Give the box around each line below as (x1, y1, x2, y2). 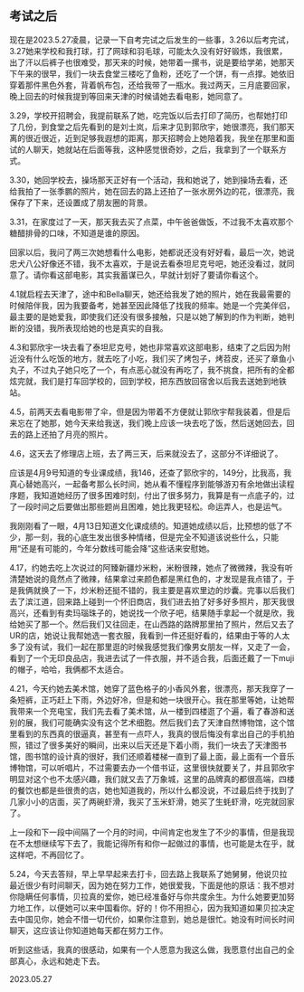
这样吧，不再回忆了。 (9, 849, 89, 860)
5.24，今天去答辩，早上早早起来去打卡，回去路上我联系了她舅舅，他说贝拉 (9, 868, 288, 879)
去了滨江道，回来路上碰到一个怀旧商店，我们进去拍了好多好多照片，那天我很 (9, 596, 295, 607)
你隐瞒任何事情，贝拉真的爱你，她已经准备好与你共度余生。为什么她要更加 (9, 891, 287, 902)
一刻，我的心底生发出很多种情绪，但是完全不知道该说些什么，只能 (33, 532, 279, 543)
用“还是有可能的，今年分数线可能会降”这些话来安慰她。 (9, 543, 215, 553)
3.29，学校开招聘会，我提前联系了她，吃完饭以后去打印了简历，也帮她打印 (9, 109, 288, 120)
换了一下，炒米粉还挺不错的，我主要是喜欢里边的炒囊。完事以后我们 (40, 584, 295, 595)
